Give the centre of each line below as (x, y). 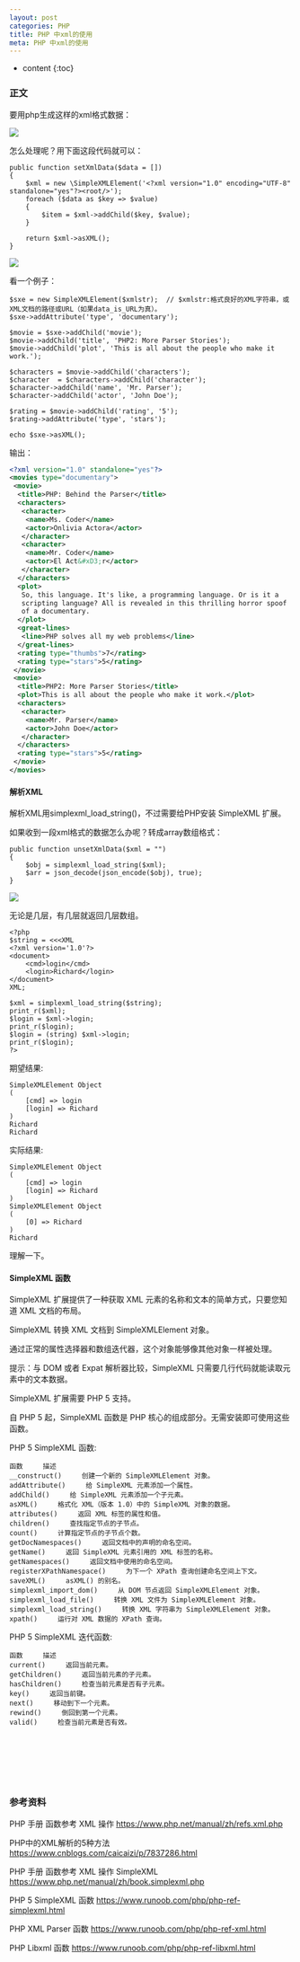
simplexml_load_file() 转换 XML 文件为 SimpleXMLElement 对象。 (135, 1600)
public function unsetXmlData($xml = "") (88, 850)
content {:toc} (48, 68)
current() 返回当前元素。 (61, 1666)
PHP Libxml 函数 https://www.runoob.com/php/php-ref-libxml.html (132, 1948)
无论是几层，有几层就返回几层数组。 (76, 915)
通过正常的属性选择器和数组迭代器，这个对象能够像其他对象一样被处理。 (143, 1349)
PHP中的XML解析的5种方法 (60, 1843)
